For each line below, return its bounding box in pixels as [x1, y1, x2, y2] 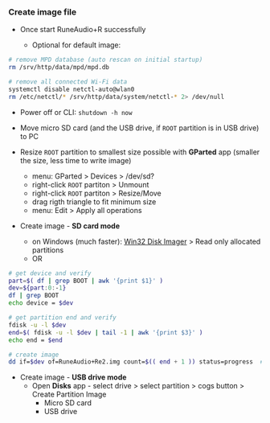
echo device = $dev [8, 299, 74, 307]
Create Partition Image [31, 389, 107, 400]
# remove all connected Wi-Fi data [8, 78, 128, 86]
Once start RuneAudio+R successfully [19, 25, 146, 35]
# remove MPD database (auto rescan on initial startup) [8, 55, 203, 64]
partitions [31, 244, 64, 255]
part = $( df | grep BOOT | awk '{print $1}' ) [8, 277, 163, 285]
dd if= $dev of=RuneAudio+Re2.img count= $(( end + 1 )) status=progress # [8, 358, 264, 366]
